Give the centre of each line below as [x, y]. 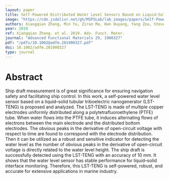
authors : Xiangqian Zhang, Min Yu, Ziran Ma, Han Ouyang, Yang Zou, [78, 24]
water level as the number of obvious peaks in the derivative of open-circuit [84, 145]
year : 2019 [17, 29]
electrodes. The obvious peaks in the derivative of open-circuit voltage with [84, 129]
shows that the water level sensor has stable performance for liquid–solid [81, 161]
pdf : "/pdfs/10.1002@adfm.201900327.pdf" [49, 43]
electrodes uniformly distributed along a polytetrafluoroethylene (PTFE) [79, 112]
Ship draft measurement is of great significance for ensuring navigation [79, 91]
